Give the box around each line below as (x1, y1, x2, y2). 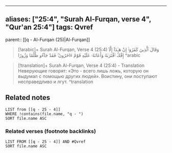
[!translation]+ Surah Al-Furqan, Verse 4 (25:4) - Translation (17, 62, 145, 68)
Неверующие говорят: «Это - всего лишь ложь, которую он (17, 67, 149, 74)
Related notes (5, 93, 50, 102)
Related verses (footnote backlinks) (5, 127, 96, 135)
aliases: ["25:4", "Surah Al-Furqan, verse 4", (5, 15, 152, 23)
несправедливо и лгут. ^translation (17, 79, 94, 85)
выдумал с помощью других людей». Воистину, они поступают (17, 73, 158, 79)
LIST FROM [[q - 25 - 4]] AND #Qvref (5, 139, 86, 144)
